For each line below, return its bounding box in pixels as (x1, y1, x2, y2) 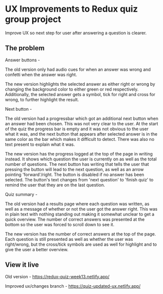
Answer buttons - (5, 57, 40, 63)
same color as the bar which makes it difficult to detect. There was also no (5, 136, 155, 142)
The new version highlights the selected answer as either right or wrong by (5, 81, 156, 87)
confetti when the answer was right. (5, 72, 77, 78)
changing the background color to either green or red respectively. (5, 86, 139, 92)
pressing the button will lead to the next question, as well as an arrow (5, 166, 144, 172)
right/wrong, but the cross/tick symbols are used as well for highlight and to (5, 241, 157, 247)
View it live (5, 261, 39, 269)
